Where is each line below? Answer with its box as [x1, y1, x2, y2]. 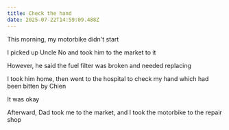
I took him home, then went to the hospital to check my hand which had [7, 74, 209, 82]
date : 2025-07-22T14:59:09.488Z [7, 16, 99, 23]
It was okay [7, 95, 40, 103]
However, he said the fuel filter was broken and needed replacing [7, 61, 192, 69]
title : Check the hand [7, 10, 72, 17]
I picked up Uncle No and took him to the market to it [7, 48, 156, 56]
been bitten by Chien [7, 82, 67, 90]
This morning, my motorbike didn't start [7, 35, 119, 43]
